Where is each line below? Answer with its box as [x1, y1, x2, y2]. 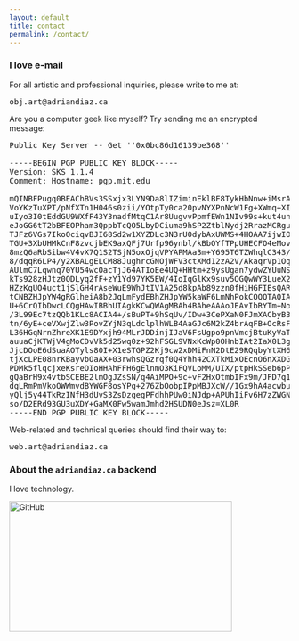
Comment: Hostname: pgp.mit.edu [9, 176, 150, 185]
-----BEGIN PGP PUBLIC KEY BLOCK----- [9, 158, 179, 168]
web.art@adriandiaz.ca [9, 441, 109, 451]
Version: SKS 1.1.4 [9, 167, 94, 177]
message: [9, 122, 45, 134]
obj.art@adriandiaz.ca [9, 96, 109, 107]
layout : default [9, 12, 69, 22]
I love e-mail [9, 59, 64, 71]
